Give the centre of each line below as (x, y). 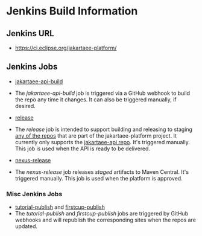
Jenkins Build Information (72, 11)
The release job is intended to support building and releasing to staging (104, 129)
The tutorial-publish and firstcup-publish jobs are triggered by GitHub (102, 214)
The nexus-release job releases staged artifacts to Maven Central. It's (102, 172)
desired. (25, 106)
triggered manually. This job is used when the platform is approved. (99, 178)
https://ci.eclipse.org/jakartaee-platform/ (66, 48)
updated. (26, 226)
